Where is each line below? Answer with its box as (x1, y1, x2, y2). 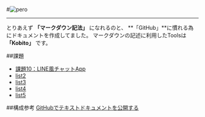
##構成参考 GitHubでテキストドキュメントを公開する (6, 104, 139, 111)
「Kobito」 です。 (6, 40, 51, 46)
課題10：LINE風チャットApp (15, 65, 86, 73)
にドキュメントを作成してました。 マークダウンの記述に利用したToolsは (6, 32, 187, 39)
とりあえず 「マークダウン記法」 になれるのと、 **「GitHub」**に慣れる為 (6, 24, 194, 31)
